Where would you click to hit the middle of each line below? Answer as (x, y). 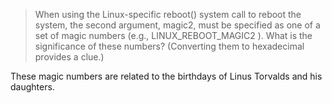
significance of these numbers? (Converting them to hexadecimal (169, 46)
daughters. (32, 87)
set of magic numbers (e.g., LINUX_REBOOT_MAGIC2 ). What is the (173, 35)
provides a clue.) (69, 57)
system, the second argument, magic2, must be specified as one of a (177, 25)
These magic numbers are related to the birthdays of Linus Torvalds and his (166, 76)
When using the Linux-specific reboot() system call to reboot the (168, 14)
